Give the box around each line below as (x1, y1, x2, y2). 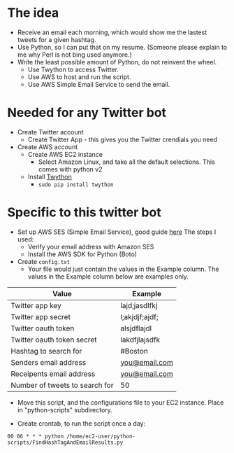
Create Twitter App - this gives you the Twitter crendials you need (27, 135, 218, 144)
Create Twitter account (17, 127, 84, 136)
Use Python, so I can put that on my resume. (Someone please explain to (17, 43, 228, 51)
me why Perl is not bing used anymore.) (17, 50, 133, 59)
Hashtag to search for (10, 346, 82, 356)
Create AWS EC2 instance (27, 150, 103, 158)
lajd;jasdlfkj (120, 300, 158, 310)
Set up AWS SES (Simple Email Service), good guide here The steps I (17, 228, 217, 236)
